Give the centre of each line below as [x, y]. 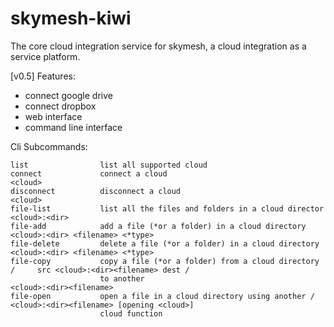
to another [122, 278]
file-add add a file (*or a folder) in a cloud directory [158, 226]
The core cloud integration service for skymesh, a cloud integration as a [158, 46]
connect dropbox [60, 106]
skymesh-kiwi [71, 18]
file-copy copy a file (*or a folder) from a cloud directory [165, 261]
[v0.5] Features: [43, 76]
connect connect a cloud [89, 173]
